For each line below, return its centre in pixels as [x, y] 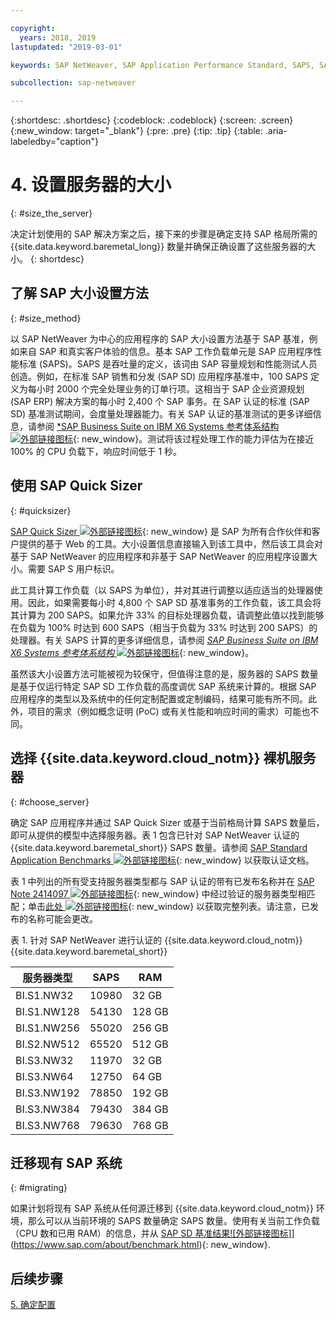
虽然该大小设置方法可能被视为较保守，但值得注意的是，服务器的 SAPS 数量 [164, 673]
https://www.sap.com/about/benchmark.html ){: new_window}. [142, 1245]
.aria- [276, 131]
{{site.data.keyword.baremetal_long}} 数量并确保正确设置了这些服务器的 [159, 247]
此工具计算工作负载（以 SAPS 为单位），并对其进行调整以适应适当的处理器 [162, 590]
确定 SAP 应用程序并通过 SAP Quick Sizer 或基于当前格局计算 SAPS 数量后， [167, 822]
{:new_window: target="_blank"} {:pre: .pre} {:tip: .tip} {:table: [136, 131]
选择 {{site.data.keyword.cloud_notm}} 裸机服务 [163, 758]
